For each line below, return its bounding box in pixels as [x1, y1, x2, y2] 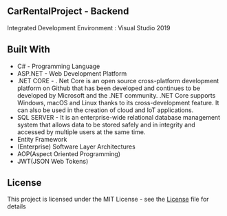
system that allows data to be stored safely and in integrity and [17, 120, 196, 129]
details [7, 202, 26, 210]
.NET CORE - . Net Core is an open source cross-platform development [17, 76, 219, 85]
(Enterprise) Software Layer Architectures [17, 142, 136, 151]
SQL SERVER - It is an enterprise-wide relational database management [17, 113, 221, 121]
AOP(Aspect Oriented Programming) [17, 149, 121, 158]
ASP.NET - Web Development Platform [17, 69, 127, 78]
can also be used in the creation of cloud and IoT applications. [17, 106, 194, 114]
